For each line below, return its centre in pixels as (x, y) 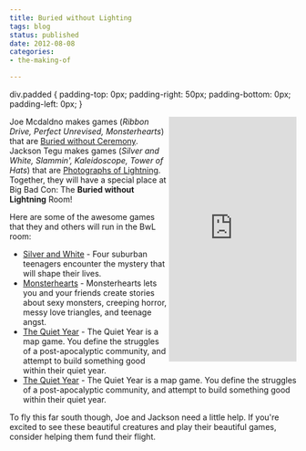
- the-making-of (40, 60)
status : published (44, 35)
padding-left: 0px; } (46, 104)
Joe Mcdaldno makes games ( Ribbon (79, 121)
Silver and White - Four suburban (85, 254)
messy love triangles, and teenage (87, 312)
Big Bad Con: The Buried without (72, 189)
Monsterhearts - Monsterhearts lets (90, 283)
